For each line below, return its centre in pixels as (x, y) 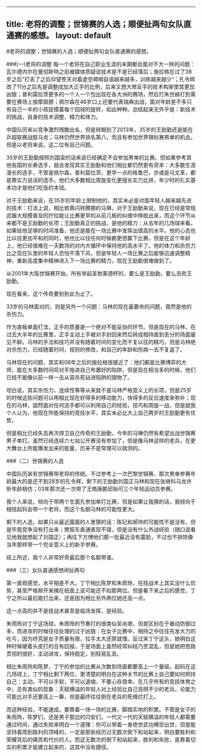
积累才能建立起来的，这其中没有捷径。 (64, 747)
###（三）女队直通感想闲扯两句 (46, 570)
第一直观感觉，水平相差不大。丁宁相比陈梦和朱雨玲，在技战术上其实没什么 (98, 583)
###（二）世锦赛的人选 (35, 461)
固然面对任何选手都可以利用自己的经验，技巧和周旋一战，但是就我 (114, 405)
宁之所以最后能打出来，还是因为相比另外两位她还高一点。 (77, 598)
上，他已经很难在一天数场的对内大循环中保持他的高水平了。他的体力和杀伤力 (101, 245)
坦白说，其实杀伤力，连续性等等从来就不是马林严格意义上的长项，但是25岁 (99, 390)
